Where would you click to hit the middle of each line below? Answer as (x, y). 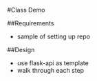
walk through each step (51, 70)
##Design (21, 50)
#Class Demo (26, 10)
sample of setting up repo (54, 36)
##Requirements (31, 23)
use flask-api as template (53, 63)
